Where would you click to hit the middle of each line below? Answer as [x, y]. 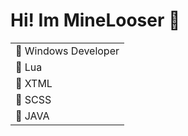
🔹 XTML [34, 83]
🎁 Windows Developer [67, 51]
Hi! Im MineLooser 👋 [95, 20]
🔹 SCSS [33, 99]
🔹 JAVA [32, 116]
